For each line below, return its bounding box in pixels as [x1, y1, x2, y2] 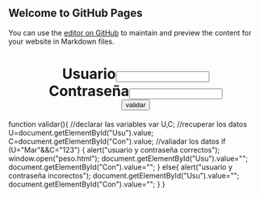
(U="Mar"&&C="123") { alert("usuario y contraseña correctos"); [8, 145, 220, 154]
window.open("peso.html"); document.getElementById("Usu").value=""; [8, 153, 249, 163]
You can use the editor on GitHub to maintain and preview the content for [8, 27, 252, 37]
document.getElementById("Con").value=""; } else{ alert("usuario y [8, 161, 233, 172]
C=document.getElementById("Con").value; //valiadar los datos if [8, 136, 226, 146]
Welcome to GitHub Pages [8, 6, 143, 20]
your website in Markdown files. [8, 36, 115, 46]
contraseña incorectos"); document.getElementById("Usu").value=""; [8, 170, 240, 180]
